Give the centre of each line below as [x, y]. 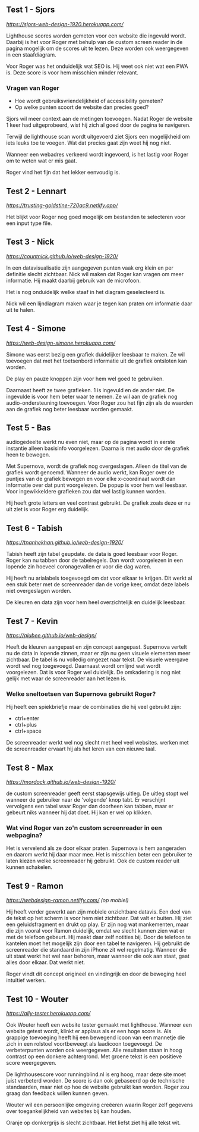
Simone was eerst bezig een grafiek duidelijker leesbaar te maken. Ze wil [96, 354]
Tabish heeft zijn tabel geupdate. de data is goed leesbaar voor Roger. [92, 554]
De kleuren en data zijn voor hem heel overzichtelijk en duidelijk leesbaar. [96, 602]
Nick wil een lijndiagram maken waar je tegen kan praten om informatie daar [99, 304]
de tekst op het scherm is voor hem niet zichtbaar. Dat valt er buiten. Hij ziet [99, 918]
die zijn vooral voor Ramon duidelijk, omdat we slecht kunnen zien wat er [95, 931]
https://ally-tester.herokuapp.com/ [48, 1014]
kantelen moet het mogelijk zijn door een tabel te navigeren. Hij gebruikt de [98, 943]
